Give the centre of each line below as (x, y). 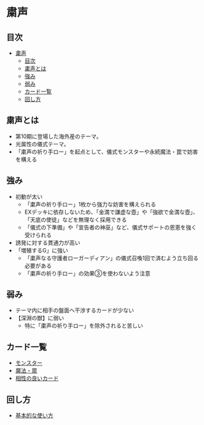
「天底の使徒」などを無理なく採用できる (76, 219)
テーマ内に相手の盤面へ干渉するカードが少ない (74, 310)
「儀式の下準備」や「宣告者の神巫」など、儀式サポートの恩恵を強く (110, 227)
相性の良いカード (37, 378)
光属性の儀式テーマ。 (42, 144)
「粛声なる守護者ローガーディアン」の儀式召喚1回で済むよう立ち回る (111, 258)
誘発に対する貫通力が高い (48, 243)
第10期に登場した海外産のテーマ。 (58, 136)
